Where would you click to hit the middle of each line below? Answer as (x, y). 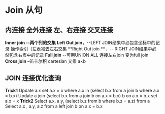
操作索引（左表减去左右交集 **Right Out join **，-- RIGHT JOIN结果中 (82, 49)
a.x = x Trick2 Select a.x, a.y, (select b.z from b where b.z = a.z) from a (78, 101)
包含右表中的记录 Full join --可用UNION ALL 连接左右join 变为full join (79, 55)
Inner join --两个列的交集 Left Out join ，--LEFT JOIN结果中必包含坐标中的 (80, 43)
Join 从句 (24, 10)
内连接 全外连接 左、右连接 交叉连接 (59, 30)
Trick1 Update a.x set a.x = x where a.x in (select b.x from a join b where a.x (82, 90)
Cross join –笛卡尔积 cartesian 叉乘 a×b (46, 61)
